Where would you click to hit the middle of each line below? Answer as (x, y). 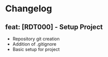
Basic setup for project (36, 49)
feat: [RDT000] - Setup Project (54, 27)
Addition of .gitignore (34, 44)
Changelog (29, 9)
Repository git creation (36, 39)
